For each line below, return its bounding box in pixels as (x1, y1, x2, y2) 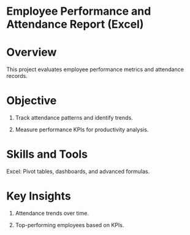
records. (6, 72, 28, 80)
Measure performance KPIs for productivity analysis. (15, 126, 149, 133)
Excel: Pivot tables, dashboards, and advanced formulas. (6, 168, 150, 175)
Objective (6, 94, 57, 108)
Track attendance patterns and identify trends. (15, 114, 133, 121)
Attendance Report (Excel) (6, 17, 144, 31)
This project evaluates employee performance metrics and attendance (6, 66, 184, 73)
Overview (6, 45, 57, 60)
